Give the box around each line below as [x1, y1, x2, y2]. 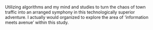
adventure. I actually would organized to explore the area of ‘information [5, 15, 149, 20]
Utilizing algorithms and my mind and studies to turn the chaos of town [5, 4, 146, 10]
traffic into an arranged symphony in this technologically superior [5, 9, 135, 15]
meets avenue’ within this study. [5, 19, 69, 25]
